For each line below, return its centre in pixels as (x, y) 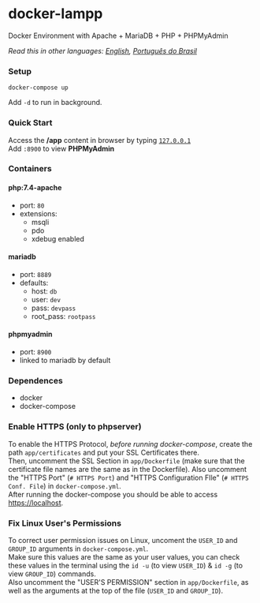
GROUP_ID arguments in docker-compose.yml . (78, 549)
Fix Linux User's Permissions (65, 523)
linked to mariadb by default (65, 361)
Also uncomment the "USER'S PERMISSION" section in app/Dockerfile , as (129, 582)
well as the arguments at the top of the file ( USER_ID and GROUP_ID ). (115, 590)
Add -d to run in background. (55, 103)
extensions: (38, 213)
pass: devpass (54, 308)
